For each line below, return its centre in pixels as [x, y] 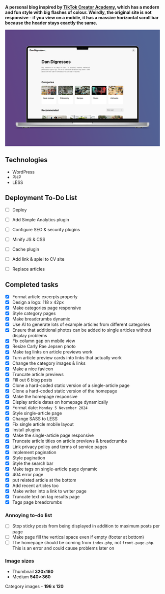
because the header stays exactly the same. [51, 23]
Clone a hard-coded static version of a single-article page [71, 385]
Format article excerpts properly [45, 297]
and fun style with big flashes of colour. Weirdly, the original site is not [78, 12]
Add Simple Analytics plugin [41, 219]
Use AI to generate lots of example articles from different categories [81, 324]
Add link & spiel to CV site [38, 259]
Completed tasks [32, 285]
